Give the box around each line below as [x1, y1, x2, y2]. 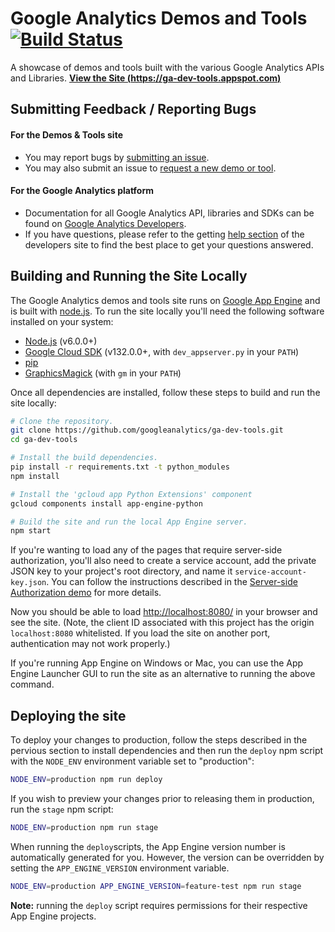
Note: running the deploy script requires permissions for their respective [10, 899, 308, 911]
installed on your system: [10, 315, 114, 327]
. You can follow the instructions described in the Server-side [46, 576, 298, 588]
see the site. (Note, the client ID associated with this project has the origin [10, 617, 315, 629]
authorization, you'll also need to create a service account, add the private [10, 555, 317, 567]
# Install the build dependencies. [10, 453, 159, 463]
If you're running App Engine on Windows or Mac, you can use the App [10, 657, 304, 669]
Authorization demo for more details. [10, 587, 162, 599]
